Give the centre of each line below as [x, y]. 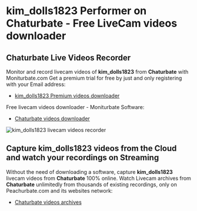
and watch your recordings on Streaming [83, 158]
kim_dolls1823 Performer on [76, 11]
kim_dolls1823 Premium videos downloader [67, 96]
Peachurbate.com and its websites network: [59, 190]
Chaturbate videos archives [48, 202]
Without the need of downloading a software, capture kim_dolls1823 [90, 172]
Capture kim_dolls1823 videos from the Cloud [91, 149]
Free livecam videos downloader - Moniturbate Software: [75, 107]
